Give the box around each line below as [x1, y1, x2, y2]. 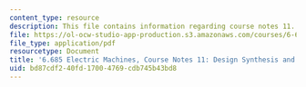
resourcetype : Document [9, 47, 100, 56]
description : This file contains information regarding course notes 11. [9, 22, 296, 31]
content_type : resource [9, 13, 100, 23]
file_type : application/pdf [9, 38, 117, 48]
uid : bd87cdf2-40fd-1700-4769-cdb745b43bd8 [9, 64, 178, 73]
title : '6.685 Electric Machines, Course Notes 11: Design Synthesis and [9, 55, 296, 64]
